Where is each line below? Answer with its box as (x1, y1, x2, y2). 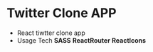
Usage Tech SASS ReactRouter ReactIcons (16, 36, 147, 44)
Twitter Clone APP (6, 5, 117, 21)
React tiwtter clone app (16, 28, 86, 37)
